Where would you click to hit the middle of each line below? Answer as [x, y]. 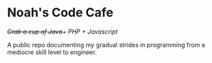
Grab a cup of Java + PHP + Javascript [63, 32]
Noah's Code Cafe [60, 13]
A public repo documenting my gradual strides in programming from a [106, 45]
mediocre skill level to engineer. [52, 52]
